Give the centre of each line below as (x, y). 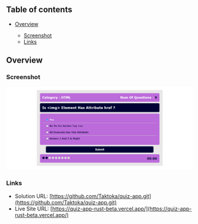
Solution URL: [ (33, 196)
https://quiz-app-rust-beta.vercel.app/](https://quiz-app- (122, 209)
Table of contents (39, 10)
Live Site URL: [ (33, 209)
